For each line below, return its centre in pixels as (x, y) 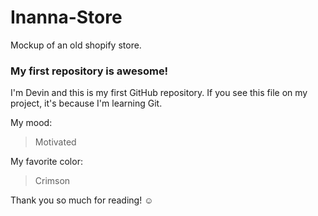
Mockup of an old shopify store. (76, 45)
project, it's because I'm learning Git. (86, 103)
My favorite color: (46, 162)
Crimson (52, 181)
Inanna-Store (66, 17)
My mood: (31, 123)
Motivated (55, 142)
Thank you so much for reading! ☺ (82, 200)
